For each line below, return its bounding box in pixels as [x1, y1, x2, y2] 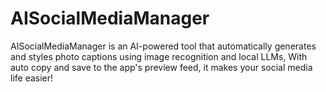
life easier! [10, 72, 54, 84]
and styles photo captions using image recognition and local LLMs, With [10, 50, 308, 62]
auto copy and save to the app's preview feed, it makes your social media [10, 61, 313, 73]
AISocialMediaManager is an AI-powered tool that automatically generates [10, 40, 317, 52]
